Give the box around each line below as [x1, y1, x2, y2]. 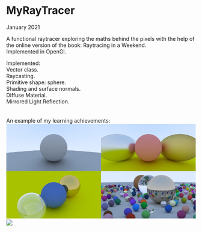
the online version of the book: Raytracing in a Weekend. [6, 41, 147, 49]
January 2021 [6, 23, 40, 31]
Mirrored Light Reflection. [6, 97, 70, 105]
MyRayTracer [6, 4, 75, 17]
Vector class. [6, 66, 39, 73]
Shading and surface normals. [6, 85, 81, 92]
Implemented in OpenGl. [6, 47, 67, 55]
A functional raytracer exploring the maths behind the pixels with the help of [6, 35, 195, 42]
